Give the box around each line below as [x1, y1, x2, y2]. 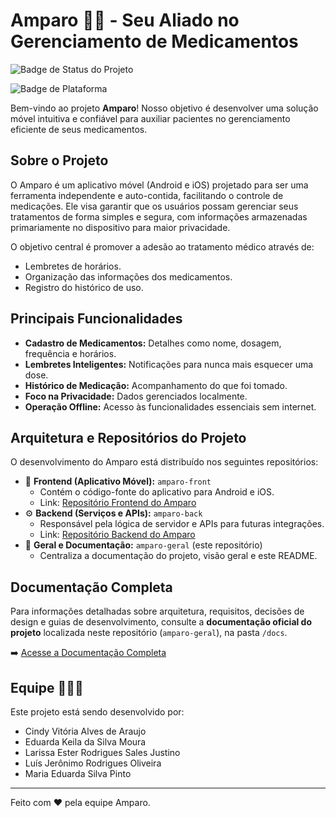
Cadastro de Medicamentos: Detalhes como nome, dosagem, [24, 337, 282, 349]
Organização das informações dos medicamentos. [24, 270, 233, 283]
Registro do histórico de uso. [24, 281, 144, 293]
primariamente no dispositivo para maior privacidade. [10, 221, 231, 233]
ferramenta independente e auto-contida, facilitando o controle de [10, 189, 284, 201]
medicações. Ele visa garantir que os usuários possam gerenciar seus [10, 200, 299, 212]
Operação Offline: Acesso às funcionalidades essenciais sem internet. [24, 400, 317, 413]
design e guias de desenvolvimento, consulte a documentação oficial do [10, 616, 313, 628]
